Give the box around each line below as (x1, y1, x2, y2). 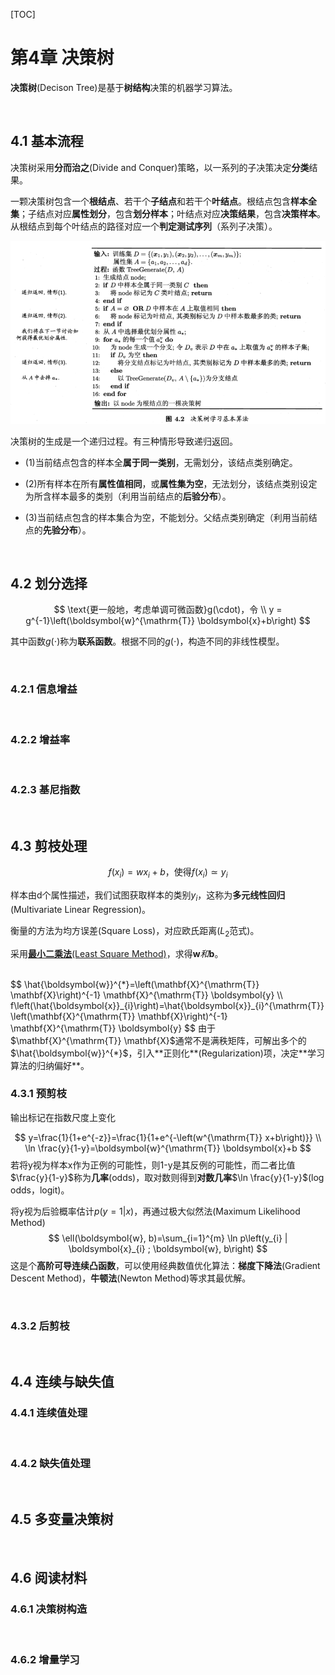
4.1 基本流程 (10, 133, 84, 150)
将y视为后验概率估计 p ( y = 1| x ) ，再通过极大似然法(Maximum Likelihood (10, 1205, 301, 1217)
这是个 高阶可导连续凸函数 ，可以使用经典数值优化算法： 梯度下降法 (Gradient (10, 1259, 321, 1271)
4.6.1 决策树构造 (10, 1602, 88, 1616)
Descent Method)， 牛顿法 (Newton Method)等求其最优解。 (10, 1272, 252, 1284)
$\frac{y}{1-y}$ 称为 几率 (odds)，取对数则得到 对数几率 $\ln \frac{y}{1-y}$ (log (10, 1171, 325, 1183)
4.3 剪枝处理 (10, 837, 88, 854)
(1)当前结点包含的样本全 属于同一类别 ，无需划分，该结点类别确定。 (24, 456, 298, 468)
